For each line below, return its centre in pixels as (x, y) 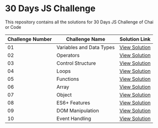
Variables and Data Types (86, 47)
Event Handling (74, 118)
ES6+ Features (73, 103)
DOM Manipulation (78, 110)
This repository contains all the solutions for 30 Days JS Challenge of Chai (79, 22)
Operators (68, 55)
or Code (13, 27)
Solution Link (135, 39)
